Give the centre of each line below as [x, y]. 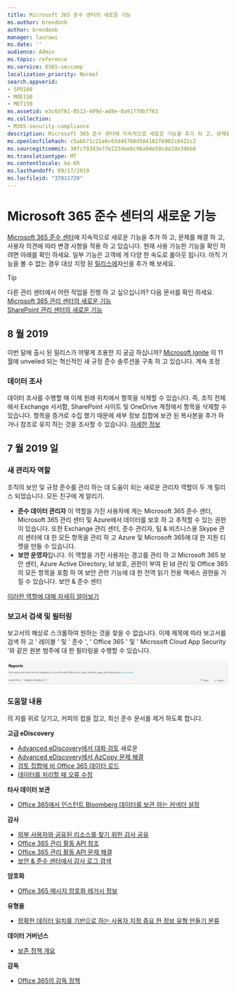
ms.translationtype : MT [42, 156]
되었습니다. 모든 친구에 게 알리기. [59, 496]
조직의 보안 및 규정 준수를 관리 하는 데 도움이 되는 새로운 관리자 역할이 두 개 [110, 487]
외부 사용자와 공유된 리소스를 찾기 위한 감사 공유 [83, 834]
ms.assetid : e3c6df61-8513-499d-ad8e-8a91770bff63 [83, 112]
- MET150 [20, 104]
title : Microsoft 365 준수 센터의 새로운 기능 [69, 15]
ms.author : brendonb [38, 22]
